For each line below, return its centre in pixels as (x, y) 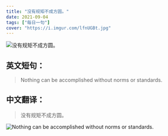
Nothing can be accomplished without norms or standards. (91, 80)
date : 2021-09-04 (27, 17)
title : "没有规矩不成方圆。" (37, 11)
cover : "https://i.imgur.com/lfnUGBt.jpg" (59, 28)
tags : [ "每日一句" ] (28, 22)
